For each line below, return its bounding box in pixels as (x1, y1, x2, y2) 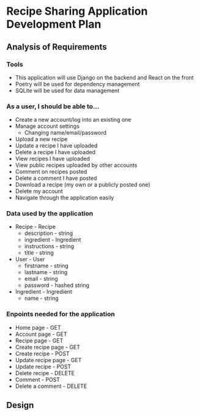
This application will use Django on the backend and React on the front (15, 73, 194, 81)
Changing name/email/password (24, 129, 107, 136)
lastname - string (24, 269, 68, 276)
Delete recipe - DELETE (15, 369, 75, 377)
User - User (15, 256, 45, 263)
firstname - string (24, 262, 69, 270)
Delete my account (15, 188, 63, 195)
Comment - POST (15, 376, 60, 383)
